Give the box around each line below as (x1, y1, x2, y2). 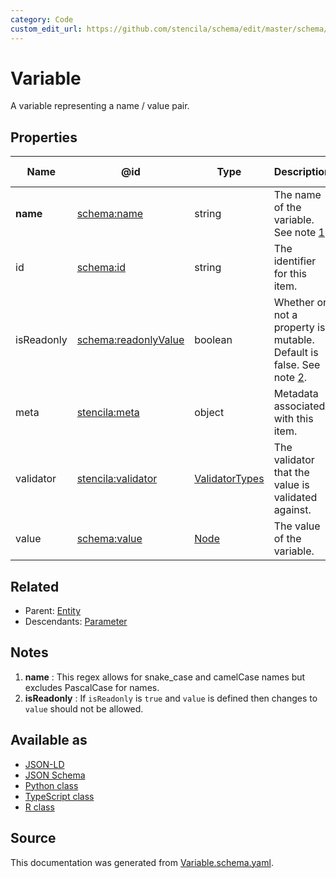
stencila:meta (76, 406, 140, 420)
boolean (194, 333, 233, 347)
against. (273, 503, 312, 517)
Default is (273, 346, 319, 360)
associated (273, 399, 326, 413)
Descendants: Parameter (24, 616, 128, 628)
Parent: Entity (24, 605, 82, 617)
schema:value (76, 532, 143, 546)
